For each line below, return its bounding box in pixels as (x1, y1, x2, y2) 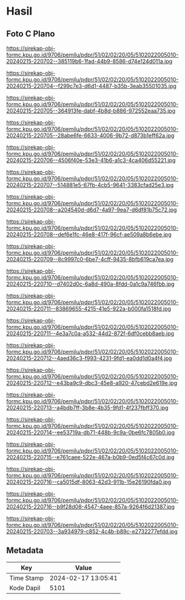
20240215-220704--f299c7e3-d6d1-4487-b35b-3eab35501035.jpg (6, 82, 177, 90)
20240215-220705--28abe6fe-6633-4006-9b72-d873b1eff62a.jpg (6, 132, 175, 139)
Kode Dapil (9, 584, 41, 592)
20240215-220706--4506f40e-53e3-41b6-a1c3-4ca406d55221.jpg (6, 157, 176, 164)
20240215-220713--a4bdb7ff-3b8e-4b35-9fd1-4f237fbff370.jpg (6, 404, 169, 411)
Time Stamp (9, 574, 44, 582)
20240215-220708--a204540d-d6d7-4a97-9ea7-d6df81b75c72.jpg (6, 206, 177, 213)
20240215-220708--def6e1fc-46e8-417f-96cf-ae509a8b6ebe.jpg (6, 231, 172, 238)
